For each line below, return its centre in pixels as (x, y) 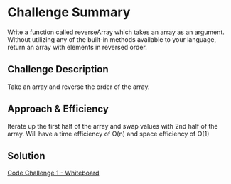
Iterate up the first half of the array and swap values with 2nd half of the (113, 126)
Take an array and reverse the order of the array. (79, 87)
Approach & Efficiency (58, 109)
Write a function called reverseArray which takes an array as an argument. (116, 32)
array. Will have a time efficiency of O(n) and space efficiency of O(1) (108, 134)
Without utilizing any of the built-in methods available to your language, (112, 39)
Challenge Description (58, 69)
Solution (26, 156)
